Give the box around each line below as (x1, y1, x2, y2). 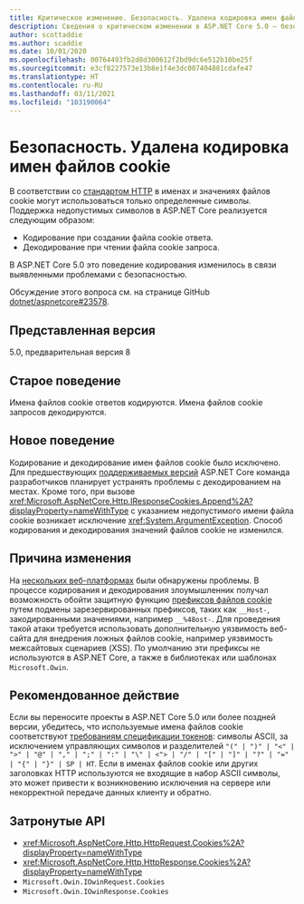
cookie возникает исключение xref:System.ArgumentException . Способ (9, 514, 283, 526)
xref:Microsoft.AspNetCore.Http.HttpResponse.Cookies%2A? (22, 857, 252, 868)
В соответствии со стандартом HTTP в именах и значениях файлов (9, 186, 271, 197)
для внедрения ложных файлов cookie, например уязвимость (33, 632, 273, 644)
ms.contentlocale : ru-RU (9, 81, 103, 90)
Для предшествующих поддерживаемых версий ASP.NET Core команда (9, 466, 290, 477)
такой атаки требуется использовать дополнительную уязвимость (9, 623, 269, 634)
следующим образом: (9, 215, 95, 226)
